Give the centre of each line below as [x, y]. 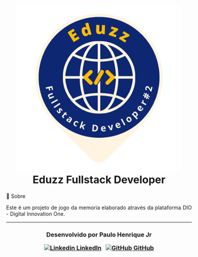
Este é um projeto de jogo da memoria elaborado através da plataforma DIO [99, 207]
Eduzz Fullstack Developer [99, 180]
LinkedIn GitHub [115, 248]
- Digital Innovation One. [36, 213]
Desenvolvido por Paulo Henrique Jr [99, 235]
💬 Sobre [16, 196]
